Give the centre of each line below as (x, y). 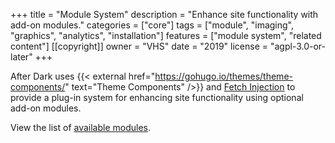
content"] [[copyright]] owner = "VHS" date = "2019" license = (139, 46)
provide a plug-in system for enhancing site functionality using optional (157, 97)
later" (21, 57)
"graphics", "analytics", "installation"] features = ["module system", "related (166, 35)
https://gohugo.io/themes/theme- (223, 76)
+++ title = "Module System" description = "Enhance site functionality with (164, 14)
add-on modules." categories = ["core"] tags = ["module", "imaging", (152, 25)
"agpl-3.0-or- (298, 46)
